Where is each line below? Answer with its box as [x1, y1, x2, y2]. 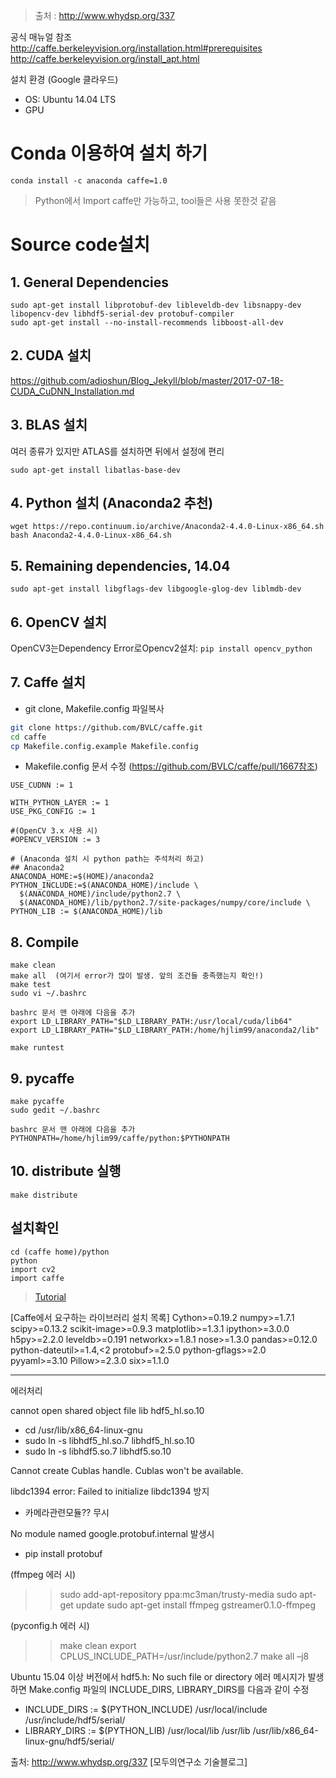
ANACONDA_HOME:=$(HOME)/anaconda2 [10, 872, 155, 882]
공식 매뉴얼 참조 [10, 31, 73, 43]
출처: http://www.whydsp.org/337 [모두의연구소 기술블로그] [10, 1755, 248, 1768]
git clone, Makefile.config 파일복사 [24, 702, 165, 714]
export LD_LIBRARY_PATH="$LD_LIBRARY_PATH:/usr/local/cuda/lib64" [10, 1017, 293, 1027]
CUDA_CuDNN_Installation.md [10, 385, 135, 397]
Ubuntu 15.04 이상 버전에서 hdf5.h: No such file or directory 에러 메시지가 [10, 1670, 306, 1683]
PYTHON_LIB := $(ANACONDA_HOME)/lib [10, 907, 163, 917]
